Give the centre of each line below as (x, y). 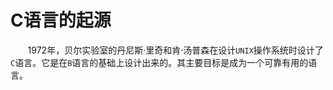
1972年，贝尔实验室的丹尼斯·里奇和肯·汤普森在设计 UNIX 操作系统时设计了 (175, 50)
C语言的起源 (61, 20)
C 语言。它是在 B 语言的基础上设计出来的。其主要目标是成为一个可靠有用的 (159, 62)
